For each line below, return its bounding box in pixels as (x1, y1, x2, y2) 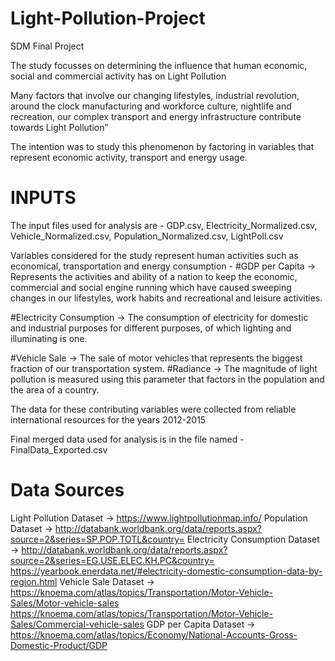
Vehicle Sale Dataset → (59, 575, 155, 587)
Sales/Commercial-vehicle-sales (10, 618, 145, 630)
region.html (10, 575, 58, 587)
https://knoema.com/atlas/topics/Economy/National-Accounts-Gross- (10, 628, 298, 641)
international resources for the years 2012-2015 (10, 413, 207, 426)
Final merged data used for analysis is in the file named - (10, 433, 245, 445)
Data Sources (10, 479, 125, 502)
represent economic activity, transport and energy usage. (10, 151, 248, 163)
